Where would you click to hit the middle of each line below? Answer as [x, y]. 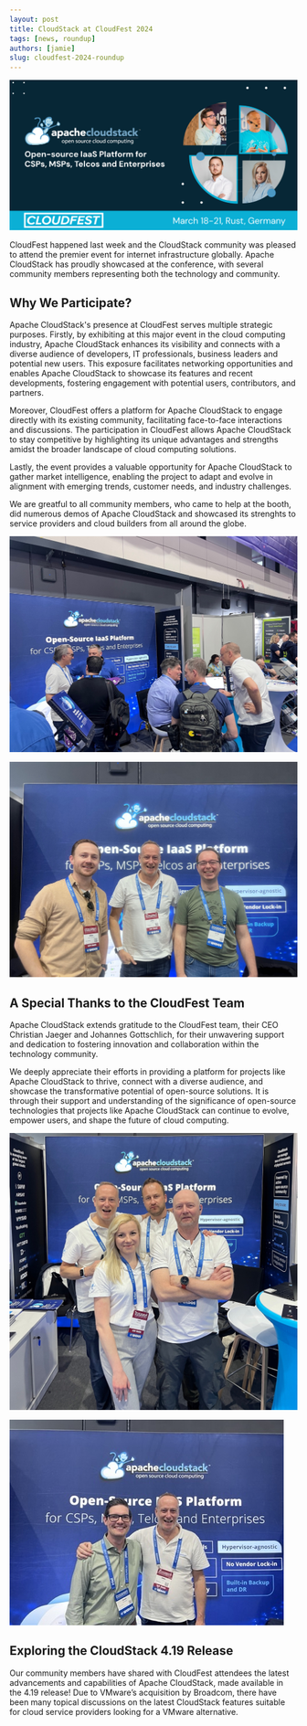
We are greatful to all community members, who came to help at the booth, [151, 504]
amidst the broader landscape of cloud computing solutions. [123, 450]
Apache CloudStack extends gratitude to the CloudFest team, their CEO [144, 1025]
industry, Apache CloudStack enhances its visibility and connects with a [145, 344]
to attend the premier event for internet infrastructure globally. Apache [142, 255]
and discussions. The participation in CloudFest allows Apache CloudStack [150, 430]
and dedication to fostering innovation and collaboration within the [134, 1044]
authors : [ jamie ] [42, 48]
